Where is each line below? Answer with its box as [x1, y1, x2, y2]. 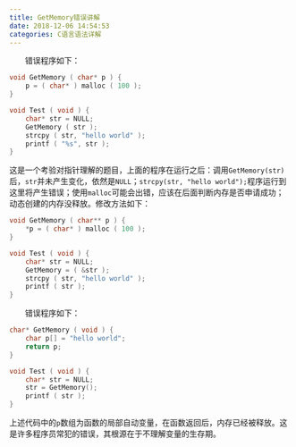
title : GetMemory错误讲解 [9, 13, 101, 22]
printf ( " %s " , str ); [25, 139, 110, 148]
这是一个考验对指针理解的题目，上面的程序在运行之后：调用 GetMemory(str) [9, 164, 285, 175]
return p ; [25, 342, 63, 351]
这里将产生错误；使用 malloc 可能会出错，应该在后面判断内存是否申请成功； [9, 187, 284, 198]
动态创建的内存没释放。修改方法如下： [9, 198, 150, 209]
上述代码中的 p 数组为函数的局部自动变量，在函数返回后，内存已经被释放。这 [9, 417, 288, 427]
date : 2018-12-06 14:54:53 [9, 21, 110, 30]
